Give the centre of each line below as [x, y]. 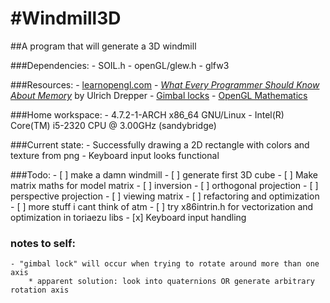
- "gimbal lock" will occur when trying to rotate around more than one [165, 264]
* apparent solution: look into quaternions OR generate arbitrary [171, 282]
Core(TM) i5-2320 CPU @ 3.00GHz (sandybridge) [113, 125]
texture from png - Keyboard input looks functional [115, 155]
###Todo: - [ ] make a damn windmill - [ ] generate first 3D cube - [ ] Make [164, 174]
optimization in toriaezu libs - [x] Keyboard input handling [128, 217]
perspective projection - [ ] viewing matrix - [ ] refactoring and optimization [165, 196]
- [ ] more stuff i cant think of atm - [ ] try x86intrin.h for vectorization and [162, 206]
